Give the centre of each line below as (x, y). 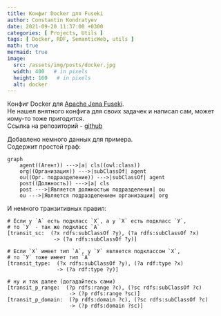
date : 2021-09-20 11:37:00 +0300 (55, 26)
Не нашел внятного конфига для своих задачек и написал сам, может (111, 111)
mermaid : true (28, 53)
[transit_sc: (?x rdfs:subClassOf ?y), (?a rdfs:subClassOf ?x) (103, 233)
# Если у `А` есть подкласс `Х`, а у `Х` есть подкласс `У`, (97, 221)
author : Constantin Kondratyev (52, 20)
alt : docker (31, 84)
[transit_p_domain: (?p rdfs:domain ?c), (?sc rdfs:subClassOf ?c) (108, 300)
